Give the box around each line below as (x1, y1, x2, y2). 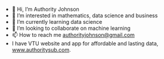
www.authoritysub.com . (11, 46, 72, 53)
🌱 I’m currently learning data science (11, 18, 103, 25)
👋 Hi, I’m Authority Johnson (11, 6, 79, 13)
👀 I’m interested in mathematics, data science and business (11, 12, 158, 19)
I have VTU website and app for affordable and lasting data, (11, 40, 159, 47)
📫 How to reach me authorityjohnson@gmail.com (11, 32, 135, 38)
